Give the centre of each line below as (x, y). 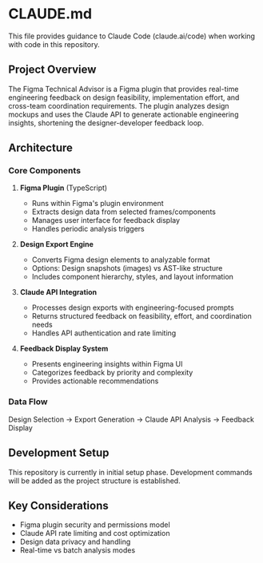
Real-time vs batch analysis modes (78, 550)
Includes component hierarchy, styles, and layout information (133, 277)
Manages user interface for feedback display (106, 220)
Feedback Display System (64, 349)
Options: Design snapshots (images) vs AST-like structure (127, 268)
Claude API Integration (58, 292)
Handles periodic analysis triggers (88, 229)
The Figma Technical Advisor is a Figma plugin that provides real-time (124, 89)
